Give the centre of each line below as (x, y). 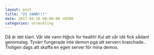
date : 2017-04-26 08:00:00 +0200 (39, 18)
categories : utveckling (29, 23)
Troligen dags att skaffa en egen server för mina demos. (62, 47)
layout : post (18, 9)
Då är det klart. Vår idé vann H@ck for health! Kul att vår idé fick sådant (77, 37)
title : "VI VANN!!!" (26, 14)
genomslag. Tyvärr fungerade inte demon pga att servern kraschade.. (76, 42)
